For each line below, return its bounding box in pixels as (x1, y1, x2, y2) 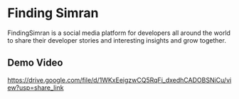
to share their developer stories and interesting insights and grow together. (7, 36, 226, 44)
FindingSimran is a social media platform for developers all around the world (7, 28, 231, 37)
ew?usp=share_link (7, 83, 64, 92)
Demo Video (7, 57, 63, 69)
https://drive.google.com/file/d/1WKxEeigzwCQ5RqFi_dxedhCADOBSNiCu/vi (7, 75, 232, 84)
